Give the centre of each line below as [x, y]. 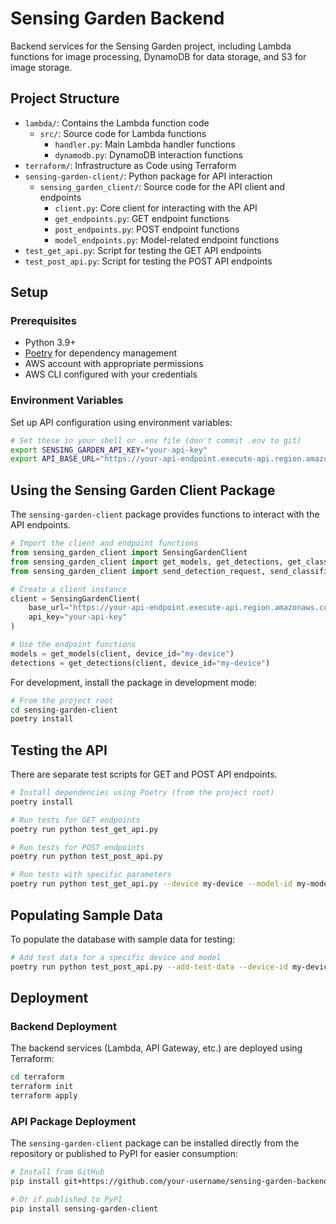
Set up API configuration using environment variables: [121, 422]
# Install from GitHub [57, 1172]
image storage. [41, 67]
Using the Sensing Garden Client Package [143, 490]
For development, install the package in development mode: [133, 682]
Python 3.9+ [50, 343]
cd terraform [37, 1077]
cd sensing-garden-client [64, 710]
